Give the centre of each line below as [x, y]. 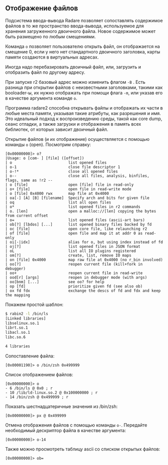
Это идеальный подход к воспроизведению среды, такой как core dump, [84, 119]
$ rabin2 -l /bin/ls [27, 314]
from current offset [27, 216]
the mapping [18, 295]
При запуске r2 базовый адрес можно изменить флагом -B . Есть [75, 82]
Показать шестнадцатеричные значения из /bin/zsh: [62, 406]
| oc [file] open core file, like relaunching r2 [76, 229]
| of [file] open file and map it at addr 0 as [74, 233]
